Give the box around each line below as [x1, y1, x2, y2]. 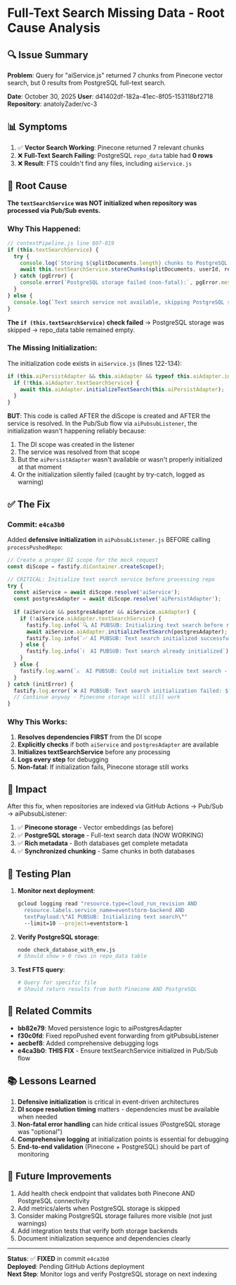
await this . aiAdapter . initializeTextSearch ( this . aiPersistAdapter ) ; [20, 386, 225, 393]
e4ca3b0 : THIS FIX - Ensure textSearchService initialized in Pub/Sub [17, 1046, 218, 1055]
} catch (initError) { [7, 680, 74, 688]
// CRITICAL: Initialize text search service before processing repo [7, 576, 216, 583]
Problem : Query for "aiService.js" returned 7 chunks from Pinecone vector [7, 71, 223, 79]
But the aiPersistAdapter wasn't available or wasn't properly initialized [17, 455, 223, 464]
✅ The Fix [7, 498, 51, 510]
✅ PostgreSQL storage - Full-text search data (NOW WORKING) [17, 831, 204, 840]
